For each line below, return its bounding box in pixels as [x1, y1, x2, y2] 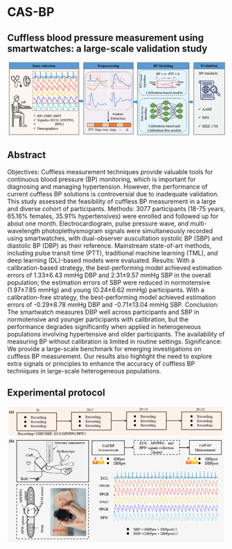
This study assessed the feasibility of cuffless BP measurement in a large [7, 197, 216, 205]
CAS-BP [7, 4, 55, 20]
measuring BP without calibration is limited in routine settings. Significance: [7, 337, 222, 346]
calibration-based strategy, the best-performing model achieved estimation [7, 263, 222, 271]
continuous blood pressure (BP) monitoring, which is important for [7, 175, 196, 183]
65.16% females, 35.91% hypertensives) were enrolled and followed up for [7, 212, 219, 220]
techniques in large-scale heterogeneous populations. [7, 366, 161, 375]
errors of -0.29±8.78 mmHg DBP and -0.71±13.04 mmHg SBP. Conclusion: [7, 300, 220, 309]
